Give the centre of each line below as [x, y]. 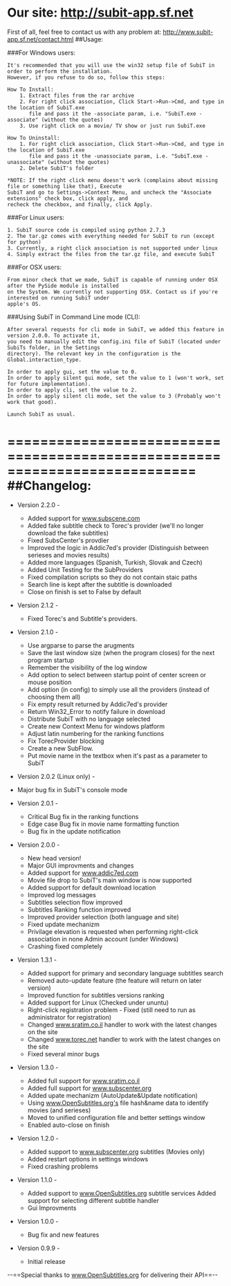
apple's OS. [24, 304]
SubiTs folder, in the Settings [54, 347]
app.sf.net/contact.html [40, 39]
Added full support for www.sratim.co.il [84, 1081]
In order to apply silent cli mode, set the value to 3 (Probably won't [114, 396]
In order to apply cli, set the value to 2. [72, 390]
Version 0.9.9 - [38, 1248]
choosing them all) [54, 697]
